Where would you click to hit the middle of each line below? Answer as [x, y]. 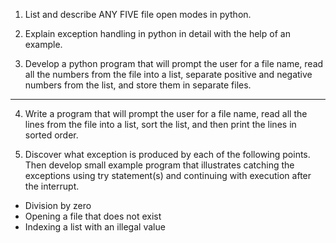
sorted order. [51, 135]
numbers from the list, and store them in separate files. [138, 85]
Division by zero [58, 205]
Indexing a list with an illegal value [95, 227]
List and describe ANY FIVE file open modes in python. [138, 14]
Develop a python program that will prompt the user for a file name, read [174, 63]
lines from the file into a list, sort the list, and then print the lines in [160, 124]
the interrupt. [52, 186]
